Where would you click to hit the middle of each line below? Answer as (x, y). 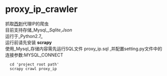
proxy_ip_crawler (41, 9)
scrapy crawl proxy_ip (33, 68)
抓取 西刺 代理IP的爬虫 (27, 23)
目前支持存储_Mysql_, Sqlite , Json (39, 30)
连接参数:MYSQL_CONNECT (34, 55)
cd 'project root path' (34, 64)
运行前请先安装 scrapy (28, 42)
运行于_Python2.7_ (24, 36)
